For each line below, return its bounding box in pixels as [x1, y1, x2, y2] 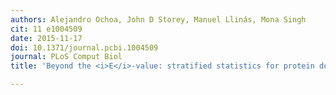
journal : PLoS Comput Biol [10, 52, 123, 62]
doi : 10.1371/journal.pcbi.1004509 [10, 42, 159, 53]
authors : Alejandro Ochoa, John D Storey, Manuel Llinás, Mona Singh [10, 14, 307, 25]
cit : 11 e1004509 [10, 24, 83, 34]
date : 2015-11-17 [10, 33, 83, 43]
